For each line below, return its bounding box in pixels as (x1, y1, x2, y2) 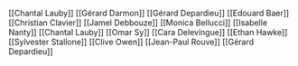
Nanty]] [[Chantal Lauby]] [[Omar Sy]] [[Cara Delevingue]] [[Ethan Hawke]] (8, 27, 288, 37)
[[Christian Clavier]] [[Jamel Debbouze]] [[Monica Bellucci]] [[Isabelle (8, 17, 268, 28)
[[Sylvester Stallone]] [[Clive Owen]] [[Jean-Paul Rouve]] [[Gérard (8, 36, 255, 47)
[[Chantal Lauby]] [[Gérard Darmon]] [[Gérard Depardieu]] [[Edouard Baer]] (8, 8, 290, 18)
